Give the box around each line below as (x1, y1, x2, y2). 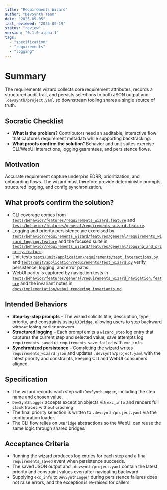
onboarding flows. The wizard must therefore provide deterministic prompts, (5, 179, 162, 185)
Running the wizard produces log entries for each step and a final (12, 453, 147, 459)
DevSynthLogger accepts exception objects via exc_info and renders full (12, 399, 159, 405)
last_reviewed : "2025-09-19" (5, 21, 66, 26)
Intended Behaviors (5, 300, 67, 309)
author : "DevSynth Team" (5, 12, 57, 17)
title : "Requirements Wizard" (5, 7, 68, 12)
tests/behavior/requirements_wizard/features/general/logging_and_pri (12, 244, 162, 249)
